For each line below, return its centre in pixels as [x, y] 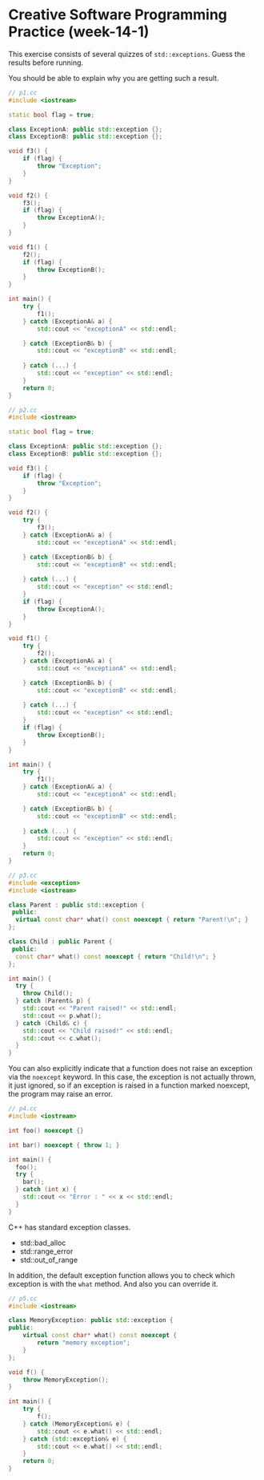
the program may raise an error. [61, 1094]
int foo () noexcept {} [46, 1130]
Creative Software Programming [118, 15]
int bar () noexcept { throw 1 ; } [64, 1145]
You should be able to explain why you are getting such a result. [114, 78]
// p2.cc [23, 410]
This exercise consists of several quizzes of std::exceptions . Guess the [127, 54]
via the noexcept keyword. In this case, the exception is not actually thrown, [132, 1077]
